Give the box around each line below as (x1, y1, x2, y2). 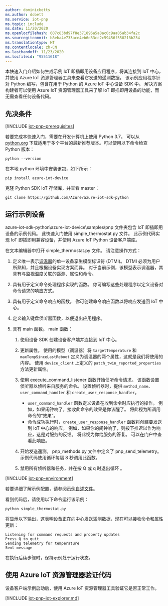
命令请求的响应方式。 (12, 288, 57, 294)
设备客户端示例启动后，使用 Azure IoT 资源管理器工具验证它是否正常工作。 (5, 585, 159, 591)
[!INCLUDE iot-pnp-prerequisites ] (5, 124, 74, 130)
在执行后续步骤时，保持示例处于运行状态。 (5, 555, 93, 560)
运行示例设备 (5, 210, 45, 218)
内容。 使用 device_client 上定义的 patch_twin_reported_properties (20, 360, 161, 366)
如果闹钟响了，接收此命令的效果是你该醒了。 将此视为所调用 (36, 406, 161, 412)
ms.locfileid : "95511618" (5, 54, 59, 59)
